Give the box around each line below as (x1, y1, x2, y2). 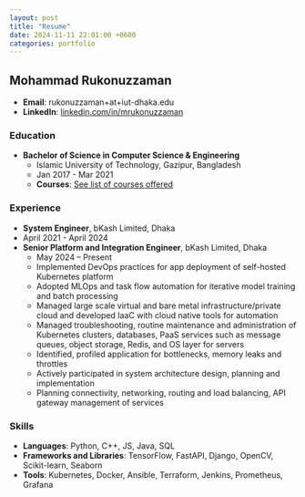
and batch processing (36, 290, 118, 301)
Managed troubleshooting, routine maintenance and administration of (36, 319, 297, 330)
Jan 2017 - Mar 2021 (36, 170, 114, 181)
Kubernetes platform (36, 271, 114, 282)
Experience (9, 202, 61, 214)
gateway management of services (36, 397, 164, 408)
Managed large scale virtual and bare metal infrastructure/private (36, 300, 281, 311)
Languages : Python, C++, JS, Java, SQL (22, 440, 176, 451)
